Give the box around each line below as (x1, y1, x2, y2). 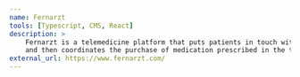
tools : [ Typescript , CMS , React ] (9, 21, 134, 30)
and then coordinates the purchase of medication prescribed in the (25, 46, 286, 55)
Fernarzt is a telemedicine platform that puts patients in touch (25, 37, 278, 47)
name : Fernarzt (9, 12, 66, 22)
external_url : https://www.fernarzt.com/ (9, 54, 166, 63)
